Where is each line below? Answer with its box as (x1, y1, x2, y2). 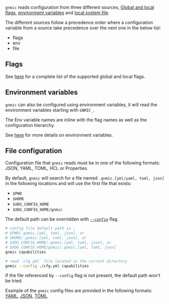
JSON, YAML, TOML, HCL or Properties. (5, 165, 88, 171)
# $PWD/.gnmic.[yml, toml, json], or (5, 231, 85, 236)
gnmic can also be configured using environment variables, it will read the (5, 101, 157, 108)
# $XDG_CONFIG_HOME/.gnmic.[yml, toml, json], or (5, 240, 112, 245)
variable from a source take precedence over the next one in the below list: (5, 25, 161, 31)
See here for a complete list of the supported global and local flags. (5, 73, 145, 79)
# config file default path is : (5, 226, 76, 231)
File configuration (5, 147, 62, 155)
